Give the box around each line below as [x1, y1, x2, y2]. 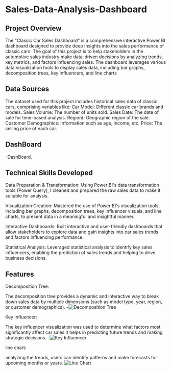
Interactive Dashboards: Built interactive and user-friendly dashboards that [5, 224, 163, 230]
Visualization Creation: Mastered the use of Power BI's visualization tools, [5, 203, 160, 209]
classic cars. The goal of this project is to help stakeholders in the [5, 48, 144, 54]
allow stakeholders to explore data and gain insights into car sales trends [5, 229, 159, 235]
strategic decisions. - [5, 335, 50, 341]
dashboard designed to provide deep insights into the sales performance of [5, 43, 164, 49]
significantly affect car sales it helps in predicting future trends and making [5, 329, 163, 335]
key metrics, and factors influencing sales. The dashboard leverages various [5, 59, 166, 65]
